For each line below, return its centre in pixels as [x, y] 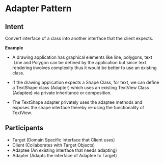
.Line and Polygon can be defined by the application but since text [79, 62]
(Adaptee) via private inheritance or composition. [62, 93]
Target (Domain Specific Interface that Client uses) [64, 140]
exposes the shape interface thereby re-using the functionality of [78, 107]
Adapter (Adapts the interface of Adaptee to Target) [65, 155]
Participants [24, 128]
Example [14, 48]
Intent [14, 27]
